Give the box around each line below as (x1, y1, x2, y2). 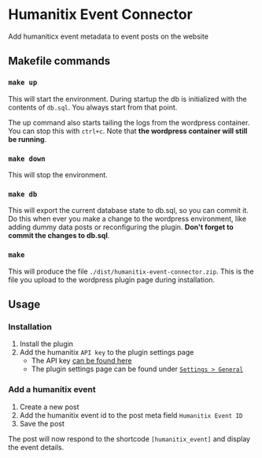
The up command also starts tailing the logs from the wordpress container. (8, 117, 250, 127)
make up (8, 78, 38, 88)
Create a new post (19, 402, 80, 411)
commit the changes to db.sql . (8, 231, 110, 240)
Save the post (19, 419, 65, 428)
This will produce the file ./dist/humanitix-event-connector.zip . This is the (8, 266, 254, 276)
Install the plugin (19, 339, 73, 348)
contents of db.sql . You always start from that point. (8, 102, 178, 112)
